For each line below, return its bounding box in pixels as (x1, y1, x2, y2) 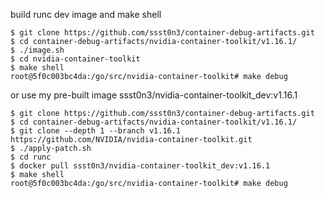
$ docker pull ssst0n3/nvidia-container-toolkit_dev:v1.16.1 (10, 161, 271, 171)
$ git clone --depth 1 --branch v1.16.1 (10, 126, 182, 136)
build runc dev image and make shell (10, 9, 162, 20)
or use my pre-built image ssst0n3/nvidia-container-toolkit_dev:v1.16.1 (10, 89, 298, 101)
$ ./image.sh (10, 45, 65, 55)
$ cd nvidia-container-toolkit (10, 54, 141, 64)
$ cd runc (10, 152, 52, 162)
